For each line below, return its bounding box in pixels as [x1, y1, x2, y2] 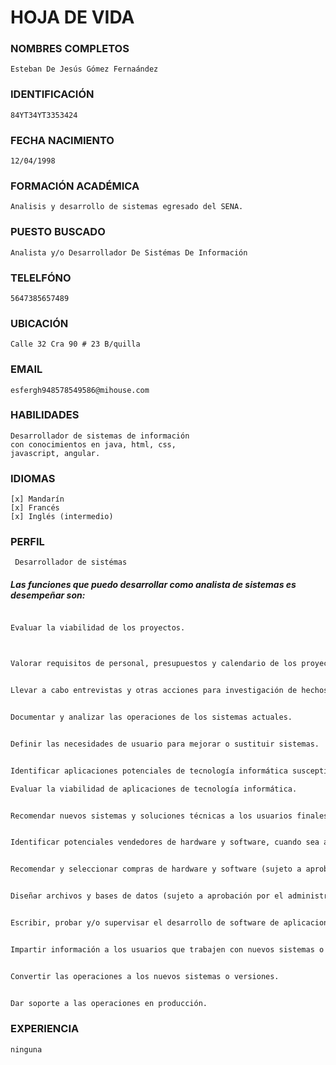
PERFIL [10, 535, 45, 549]
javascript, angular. [10, 448, 101, 458]
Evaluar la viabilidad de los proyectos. [10, 623, 186, 633]
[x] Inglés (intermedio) [10, 512, 114, 522]
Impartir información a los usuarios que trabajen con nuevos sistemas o [10, 944, 325, 955]
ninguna [10, 1044, 43, 1055]
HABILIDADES [10, 408, 80, 422]
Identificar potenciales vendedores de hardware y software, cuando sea [10, 837, 320, 848]
